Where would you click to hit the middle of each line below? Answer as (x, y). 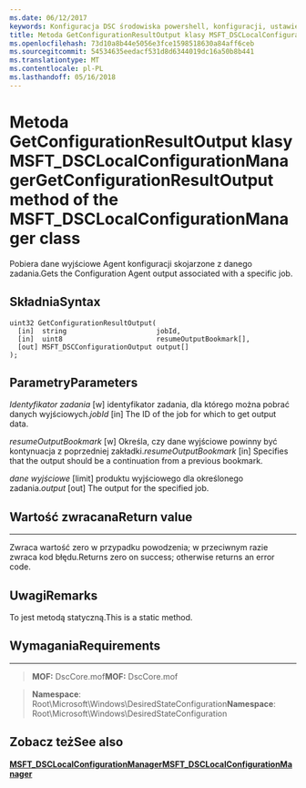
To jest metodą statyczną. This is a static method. (101, 617)
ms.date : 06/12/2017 (49, 18)
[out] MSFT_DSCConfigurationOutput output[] (103, 347)
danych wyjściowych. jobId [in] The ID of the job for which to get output (143, 414)
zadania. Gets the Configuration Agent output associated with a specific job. (151, 273)
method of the (64, 199)
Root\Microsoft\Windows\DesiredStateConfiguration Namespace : (153, 703)
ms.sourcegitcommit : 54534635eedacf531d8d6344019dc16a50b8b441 (132, 52)
